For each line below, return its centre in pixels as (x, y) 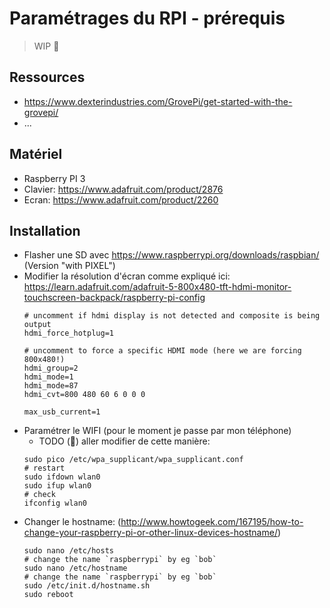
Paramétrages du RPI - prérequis (147, 18)
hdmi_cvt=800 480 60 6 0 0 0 (84, 395)
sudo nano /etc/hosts (68, 551)
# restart (44, 468)
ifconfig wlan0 (55, 503)
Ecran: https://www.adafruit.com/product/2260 (121, 199)
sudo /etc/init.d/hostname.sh (87, 586)
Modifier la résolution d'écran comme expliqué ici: (127, 276)
